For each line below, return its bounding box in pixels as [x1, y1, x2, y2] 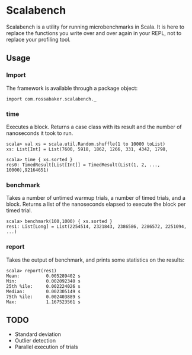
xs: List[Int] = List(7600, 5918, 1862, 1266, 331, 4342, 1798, [6, 146, 168, 152]
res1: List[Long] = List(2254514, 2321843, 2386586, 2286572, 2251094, [6, 224, 187, 230]
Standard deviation [14, 331, 61, 338]
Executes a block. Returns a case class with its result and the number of [6, 123, 182, 130]
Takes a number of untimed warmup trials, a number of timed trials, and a [6, 194, 185, 202]
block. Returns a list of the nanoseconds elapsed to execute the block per [6, 200, 186, 208]
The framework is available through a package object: [6, 84, 138, 92]
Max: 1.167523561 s [6, 299, 81, 305]
